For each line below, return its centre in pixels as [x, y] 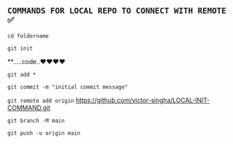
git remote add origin [41, 101]
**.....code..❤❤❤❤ [36, 61]
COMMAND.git [29, 107]
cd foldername [28, 36]
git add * [22, 74]
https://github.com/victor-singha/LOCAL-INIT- [143, 100]
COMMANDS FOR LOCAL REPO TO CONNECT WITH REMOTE [117, 11]
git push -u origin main [44, 133]
